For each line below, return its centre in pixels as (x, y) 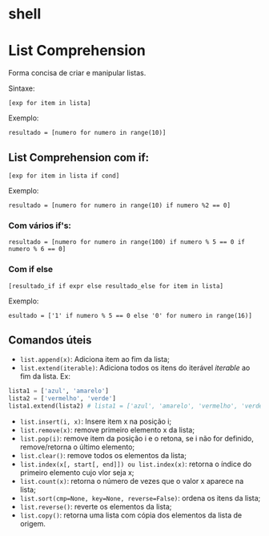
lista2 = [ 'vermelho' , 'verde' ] (62, 399)
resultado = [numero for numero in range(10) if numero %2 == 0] (119, 205)
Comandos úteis (50, 340)
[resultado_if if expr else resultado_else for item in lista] (116, 286)
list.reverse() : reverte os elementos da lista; (96, 506)
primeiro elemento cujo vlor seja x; (77, 472)
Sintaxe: (22, 88)
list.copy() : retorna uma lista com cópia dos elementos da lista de (131, 515)
